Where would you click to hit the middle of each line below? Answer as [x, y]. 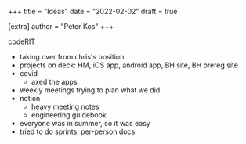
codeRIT [22, 41]
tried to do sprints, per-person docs [77, 131]
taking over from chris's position [72, 57]
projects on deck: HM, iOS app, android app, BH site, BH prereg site [129, 65]
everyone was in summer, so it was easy [85, 123]
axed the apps [54, 82]
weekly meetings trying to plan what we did [90, 90]
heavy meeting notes [65, 106]
